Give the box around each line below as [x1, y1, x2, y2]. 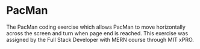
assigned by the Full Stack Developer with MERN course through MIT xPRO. [6, 36, 195, 43]
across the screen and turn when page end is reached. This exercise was [6, 29, 189, 36]
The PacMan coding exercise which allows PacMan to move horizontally [6, 23, 186, 30]
